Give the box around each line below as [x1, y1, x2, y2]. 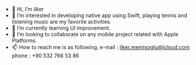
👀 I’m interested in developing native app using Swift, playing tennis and [11, 12, 188, 19]
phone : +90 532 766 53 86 [11, 52, 79, 59]
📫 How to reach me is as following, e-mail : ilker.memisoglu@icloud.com [11, 44, 190, 50]
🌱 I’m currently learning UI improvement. [11, 24, 111, 31]
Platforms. [11, 37, 37, 44]
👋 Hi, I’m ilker [11, 6, 44, 12]
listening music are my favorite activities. [11, 18, 111, 25]
